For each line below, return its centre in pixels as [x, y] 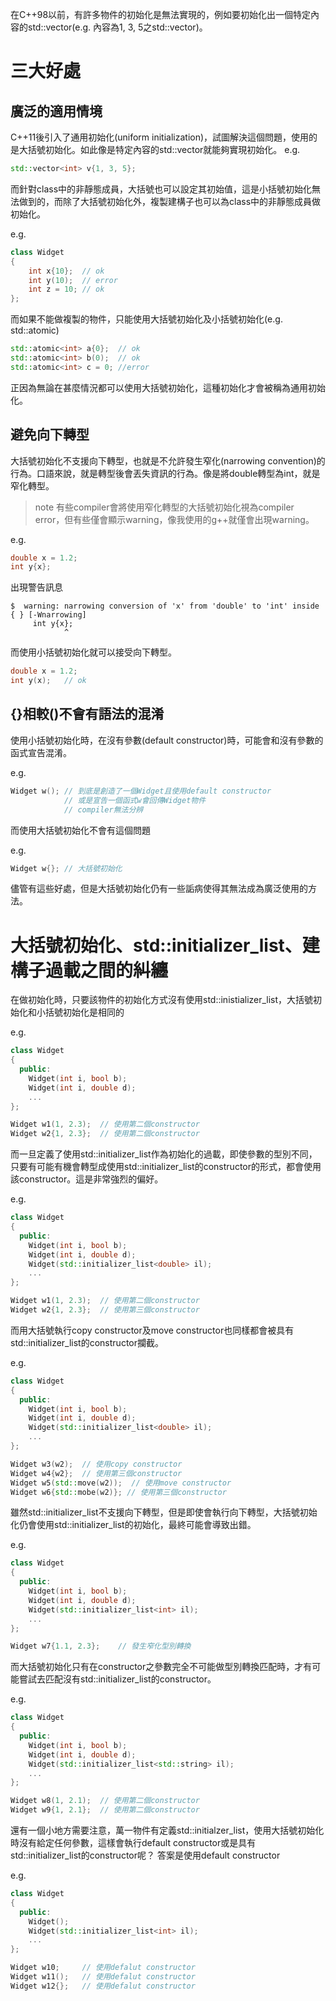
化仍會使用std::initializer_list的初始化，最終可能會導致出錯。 [133, 1525]
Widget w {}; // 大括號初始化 [66, 868]
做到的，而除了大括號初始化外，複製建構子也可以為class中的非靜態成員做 [170, 201]
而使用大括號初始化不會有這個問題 [80, 830]
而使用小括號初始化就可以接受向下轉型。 [93, 652]
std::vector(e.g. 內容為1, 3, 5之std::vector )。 [117, 27]
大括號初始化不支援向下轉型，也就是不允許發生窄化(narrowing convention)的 [168, 460]
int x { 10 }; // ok [66, 271]
